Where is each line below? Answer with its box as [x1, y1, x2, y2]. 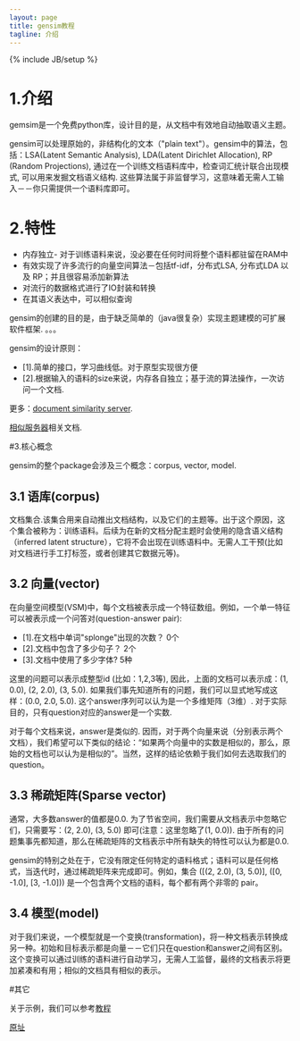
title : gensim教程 [9, 21, 75, 30]
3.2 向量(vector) [9, 576, 101, 592]
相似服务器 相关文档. [9, 422, 83, 433]
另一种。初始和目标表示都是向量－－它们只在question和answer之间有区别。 [9, 942, 287, 953]
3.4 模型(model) [9, 906, 100, 921]
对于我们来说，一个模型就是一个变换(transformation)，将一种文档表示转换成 [9, 931, 288, 942]
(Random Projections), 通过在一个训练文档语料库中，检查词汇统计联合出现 [9, 161, 281, 172]
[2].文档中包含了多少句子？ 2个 [21, 642, 137, 653]
